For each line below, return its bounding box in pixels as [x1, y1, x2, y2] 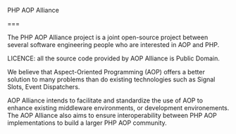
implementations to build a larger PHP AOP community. [7, 119, 167, 127]
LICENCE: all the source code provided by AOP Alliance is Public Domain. [7, 54, 220, 62]
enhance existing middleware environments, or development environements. [7, 104, 230, 112]
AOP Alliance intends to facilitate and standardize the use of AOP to [7, 96, 203, 105]
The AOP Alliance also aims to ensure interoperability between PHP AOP [7, 112, 217, 119]
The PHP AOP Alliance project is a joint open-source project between [7, 33, 209, 41]
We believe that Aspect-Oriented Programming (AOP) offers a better [7, 68, 206, 76]
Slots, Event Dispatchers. [7, 83, 80, 91]
